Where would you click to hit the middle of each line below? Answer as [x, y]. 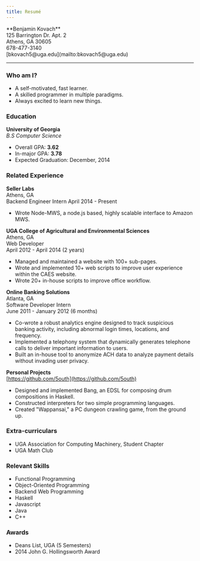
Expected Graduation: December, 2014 [62, 160]
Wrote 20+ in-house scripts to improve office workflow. [83, 280]
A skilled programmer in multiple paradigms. [69, 94]
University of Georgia [33, 130]
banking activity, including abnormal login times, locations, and [92, 329]
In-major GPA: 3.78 [38, 154]
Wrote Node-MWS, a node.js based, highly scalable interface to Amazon [104, 213]
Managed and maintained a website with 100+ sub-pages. [86, 261]
